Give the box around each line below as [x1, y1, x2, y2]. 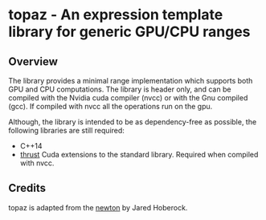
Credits [8, 181, 47, 195]
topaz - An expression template [8, 6, 223, 24]
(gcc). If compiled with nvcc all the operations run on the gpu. [8, 102, 213, 111]
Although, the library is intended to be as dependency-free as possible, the [8, 117, 257, 126]
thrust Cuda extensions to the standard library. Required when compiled [19, 150, 259, 159]
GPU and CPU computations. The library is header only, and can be [8, 84, 231, 94]
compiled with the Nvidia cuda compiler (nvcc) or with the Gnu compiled [8, 93, 248, 102]
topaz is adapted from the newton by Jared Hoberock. [8, 202, 188, 212]
